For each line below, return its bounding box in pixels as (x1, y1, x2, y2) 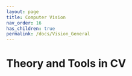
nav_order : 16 (6, 20, 42, 26)
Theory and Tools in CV (6, 57, 127, 71)
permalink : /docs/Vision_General (6, 31, 90, 37)
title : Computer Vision (6, 14, 66, 20)
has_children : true (6, 25, 55, 32)
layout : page (6, 8, 39, 15)
